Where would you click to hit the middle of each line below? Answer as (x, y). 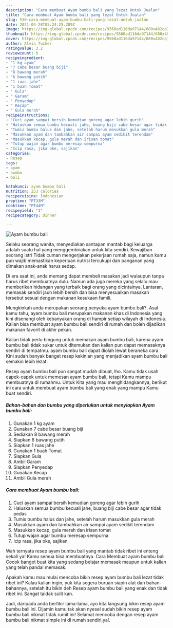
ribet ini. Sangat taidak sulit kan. (40, 594)
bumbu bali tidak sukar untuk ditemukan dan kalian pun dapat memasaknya (86, 345)
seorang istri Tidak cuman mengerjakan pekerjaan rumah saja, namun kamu (86, 255)
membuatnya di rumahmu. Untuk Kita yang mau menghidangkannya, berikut (86, 382)
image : (13, 29)
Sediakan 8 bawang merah (42, 434)
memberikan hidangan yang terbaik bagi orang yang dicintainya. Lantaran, (84, 287)
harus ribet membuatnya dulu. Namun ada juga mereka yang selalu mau (82, 282)
